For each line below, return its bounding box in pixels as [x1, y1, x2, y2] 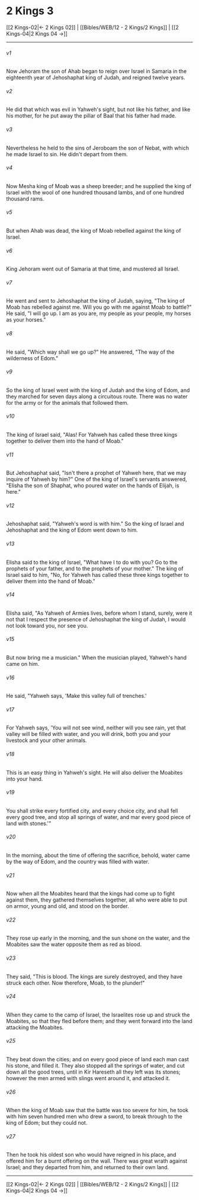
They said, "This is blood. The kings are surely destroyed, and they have [6, 973, 182, 980]
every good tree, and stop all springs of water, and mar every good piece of [6, 813, 191, 820]
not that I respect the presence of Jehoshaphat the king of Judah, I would [6, 615, 186, 623]
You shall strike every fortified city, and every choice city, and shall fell [6, 807, 178, 814]
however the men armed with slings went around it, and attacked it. [6, 1075, 171, 1082]
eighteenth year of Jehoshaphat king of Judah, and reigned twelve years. [6, 74, 185, 81]
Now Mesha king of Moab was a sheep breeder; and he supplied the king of [6, 182, 192, 189]
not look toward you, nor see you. [6, 622, 88, 629]
